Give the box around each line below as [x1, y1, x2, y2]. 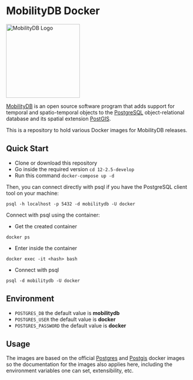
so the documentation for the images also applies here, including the [6, 361, 172, 368]
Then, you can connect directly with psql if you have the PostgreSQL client [6, 183, 187, 190]
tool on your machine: [6, 189, 59, 196]
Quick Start [6, 143, 49, 154]
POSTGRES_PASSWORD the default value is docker [14, 322, 127, 329]
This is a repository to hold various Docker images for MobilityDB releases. [6, 126, 188, 133]
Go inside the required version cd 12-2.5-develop [14, 165, 134, 172]
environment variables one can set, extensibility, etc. [6, 367, 134, 374]
